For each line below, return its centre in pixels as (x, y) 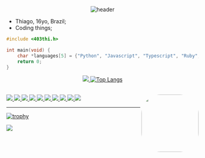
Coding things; (34, 28)
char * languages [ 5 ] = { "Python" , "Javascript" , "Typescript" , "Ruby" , (109, 56)
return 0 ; (30, 61)
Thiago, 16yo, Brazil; (41, 21)
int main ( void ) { (28, 50)
